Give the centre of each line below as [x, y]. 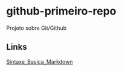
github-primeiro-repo [61, 11]
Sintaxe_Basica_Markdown [40, 61]
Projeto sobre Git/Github [37, 28]
